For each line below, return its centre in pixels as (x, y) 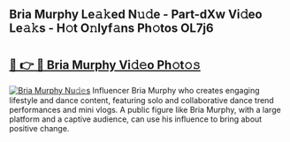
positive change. (39, 128)
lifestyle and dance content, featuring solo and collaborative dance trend (141, 100)
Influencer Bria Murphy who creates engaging (176, 90)
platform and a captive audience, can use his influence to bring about (136, 119)
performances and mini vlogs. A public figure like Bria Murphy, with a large (145, 110)
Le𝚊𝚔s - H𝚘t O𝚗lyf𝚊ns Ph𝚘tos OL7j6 (111, 29)
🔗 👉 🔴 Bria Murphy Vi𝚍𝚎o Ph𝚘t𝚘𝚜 (105, 65)
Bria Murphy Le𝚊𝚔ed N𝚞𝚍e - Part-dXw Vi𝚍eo (136, 15)
